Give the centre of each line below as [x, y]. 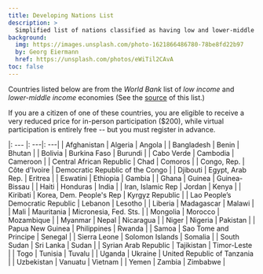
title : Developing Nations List [61, 15]
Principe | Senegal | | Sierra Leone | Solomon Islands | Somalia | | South [124, 236]
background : [27, 37]
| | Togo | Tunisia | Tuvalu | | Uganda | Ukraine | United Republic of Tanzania [131, 254]
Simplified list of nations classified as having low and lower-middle [135, 30]
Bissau [19, 187]
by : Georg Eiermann [47, 52]
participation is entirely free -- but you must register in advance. [112, 129]
